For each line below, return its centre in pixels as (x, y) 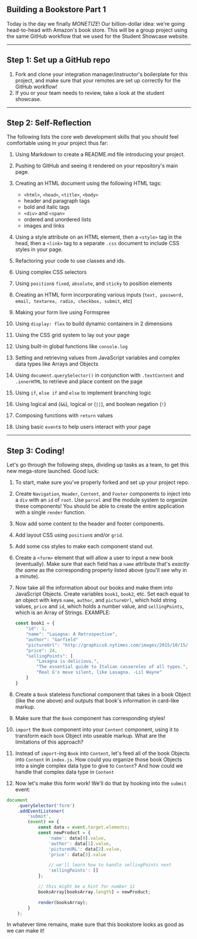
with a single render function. (50, 513)
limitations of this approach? (49, 742)
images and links (44, 226)
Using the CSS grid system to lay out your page (72, 335)
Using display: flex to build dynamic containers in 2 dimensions (94, 324)
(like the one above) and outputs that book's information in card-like (97, 700)
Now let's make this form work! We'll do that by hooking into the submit (101, 783)
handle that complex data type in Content (65, 772)
